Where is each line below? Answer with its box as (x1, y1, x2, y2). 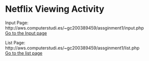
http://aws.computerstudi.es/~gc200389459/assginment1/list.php (5, 45, 140, 51)
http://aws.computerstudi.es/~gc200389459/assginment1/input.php (5, 25, 144, 30)
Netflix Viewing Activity (5, 3, 105, 15)
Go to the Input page (5, 30, 47, 36)
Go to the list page (5, 50, 43, 56)
